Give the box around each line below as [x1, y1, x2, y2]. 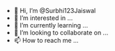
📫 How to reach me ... [13, 37, 79, 44]
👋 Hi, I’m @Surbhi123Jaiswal [13, 7, 96, 14]
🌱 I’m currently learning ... [13, 21, 89, 29]
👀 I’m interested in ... [13, 14, 73, 22]
